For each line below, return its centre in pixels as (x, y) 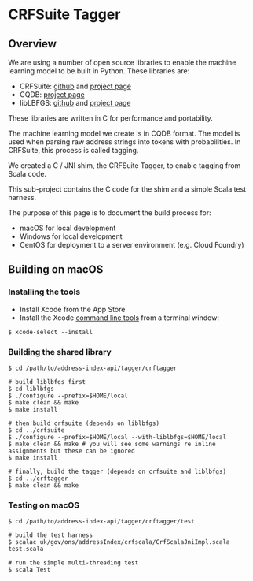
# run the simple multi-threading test (73, 563)
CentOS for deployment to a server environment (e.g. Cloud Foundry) (132, 245)
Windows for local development (71, 236)
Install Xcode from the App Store (72, 309)
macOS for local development (68, 228)
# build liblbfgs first (47, 382)
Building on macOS (56, 270)
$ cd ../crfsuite (37, 430)
